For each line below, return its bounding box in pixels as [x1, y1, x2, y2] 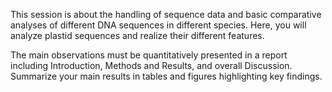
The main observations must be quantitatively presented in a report [10, 49, 288, 61]
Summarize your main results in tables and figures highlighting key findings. [10, 70, 323, 82]
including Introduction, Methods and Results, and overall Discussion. [10, 60, 293, 71]
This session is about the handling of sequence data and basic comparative [10, 9, 322, 20]
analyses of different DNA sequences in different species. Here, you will [10, 19, 307, 31]
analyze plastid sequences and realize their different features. [10, 30, 265, 41]
